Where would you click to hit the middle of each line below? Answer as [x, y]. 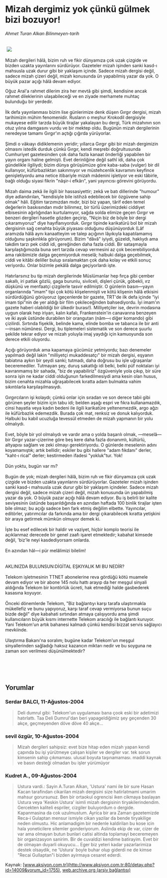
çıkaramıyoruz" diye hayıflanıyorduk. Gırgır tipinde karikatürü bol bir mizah [81, 223]
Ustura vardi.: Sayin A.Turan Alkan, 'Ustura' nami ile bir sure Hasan [85, 787]
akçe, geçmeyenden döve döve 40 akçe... [60, 723]
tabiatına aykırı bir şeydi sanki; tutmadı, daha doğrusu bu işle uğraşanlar [79, 360]
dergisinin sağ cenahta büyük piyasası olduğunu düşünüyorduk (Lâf [75, 228]
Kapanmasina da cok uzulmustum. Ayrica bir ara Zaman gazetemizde [88, 813]
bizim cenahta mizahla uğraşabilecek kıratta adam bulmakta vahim [73, 381]
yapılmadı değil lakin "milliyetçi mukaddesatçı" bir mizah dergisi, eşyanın [79, 355]
